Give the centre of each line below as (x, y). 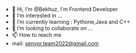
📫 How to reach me (36, 35)
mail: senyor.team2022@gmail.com (55, 43)
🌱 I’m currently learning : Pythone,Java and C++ (71, 22)
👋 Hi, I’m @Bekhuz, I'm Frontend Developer (65, 9)
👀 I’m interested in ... (37, 15)
